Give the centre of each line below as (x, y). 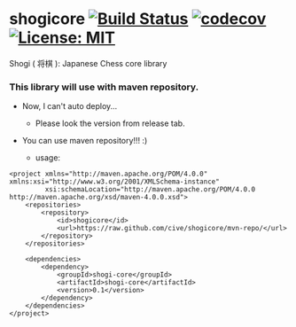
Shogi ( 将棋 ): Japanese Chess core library (88, 63)
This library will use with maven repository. (104, 87)
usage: (47, 158)
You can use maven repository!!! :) (85, 141)
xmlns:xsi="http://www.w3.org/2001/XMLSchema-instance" (114, 182)
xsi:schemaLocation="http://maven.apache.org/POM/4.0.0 (150, 190)
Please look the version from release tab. (110, 123)
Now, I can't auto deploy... (70, 106)
